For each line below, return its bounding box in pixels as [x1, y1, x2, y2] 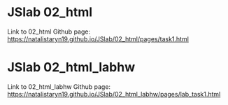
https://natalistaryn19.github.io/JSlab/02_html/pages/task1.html [7, 34, 189, 43]
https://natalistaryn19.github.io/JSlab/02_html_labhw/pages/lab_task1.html [7, 90, 221, 98]
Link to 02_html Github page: [7, 27, 91, 36]
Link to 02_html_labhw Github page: [7, 82, 111, 91]
